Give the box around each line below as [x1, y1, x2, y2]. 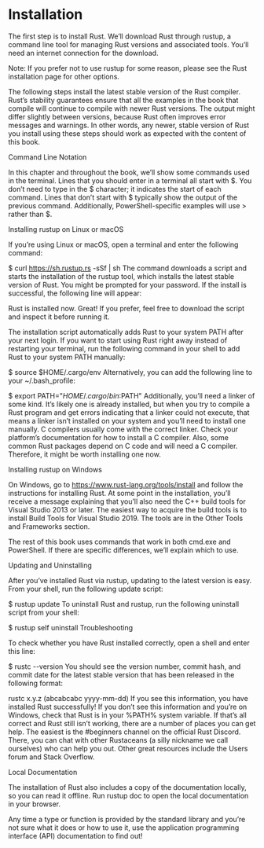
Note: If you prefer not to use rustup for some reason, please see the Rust [8, 63, 247, 72]
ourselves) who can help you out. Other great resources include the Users [8, 743, 248, 753]
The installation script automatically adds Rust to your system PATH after [8, 327, 244, 336]
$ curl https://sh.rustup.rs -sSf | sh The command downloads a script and [8, 263, 247, 273]
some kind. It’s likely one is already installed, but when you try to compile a [8, 399, 250, 409]
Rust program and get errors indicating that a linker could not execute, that [8, 407, 250, 417]
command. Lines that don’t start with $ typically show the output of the [8, 193, 238, 202]
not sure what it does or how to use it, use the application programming [8, 823, 240, 832]
